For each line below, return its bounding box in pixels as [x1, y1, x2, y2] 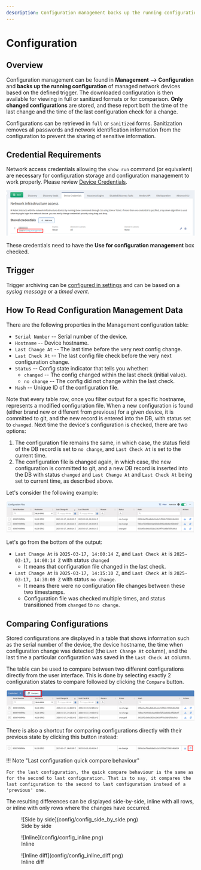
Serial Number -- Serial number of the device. [14, 333, 127, 340]
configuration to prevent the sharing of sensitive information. [6, 132, 156, 139]
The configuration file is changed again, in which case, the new [14, 458, 172, 465]
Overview [6, 60, 44, 70]
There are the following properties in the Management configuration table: [6, 321, 189, 328]
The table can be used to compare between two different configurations [6, 665, 184, 672]
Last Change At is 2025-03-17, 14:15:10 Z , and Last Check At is [14, 569, 173, 576]
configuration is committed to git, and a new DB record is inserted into [14, 464, 188, 471]
